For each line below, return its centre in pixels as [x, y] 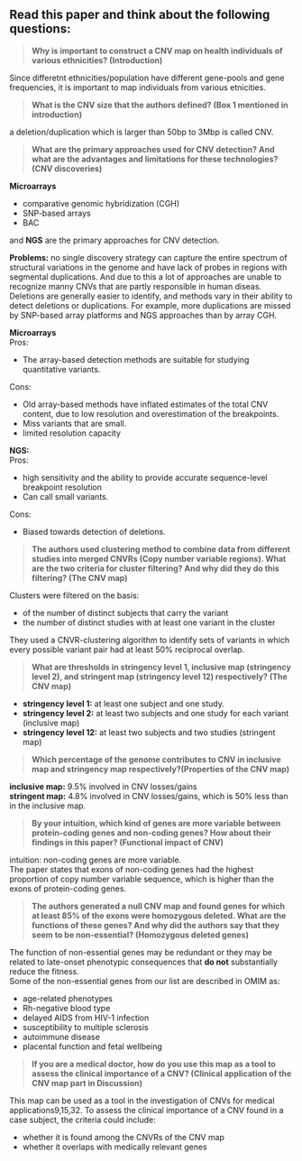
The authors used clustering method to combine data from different [161, 548]
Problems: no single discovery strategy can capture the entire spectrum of [148, 257]
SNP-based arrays [57, 213]
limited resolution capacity [72, 433]
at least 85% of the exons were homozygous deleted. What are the [159, 916]
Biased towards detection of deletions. [94, 531]
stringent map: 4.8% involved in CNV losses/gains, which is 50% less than [149, 796]
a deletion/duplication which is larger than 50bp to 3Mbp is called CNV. [142, 132]
